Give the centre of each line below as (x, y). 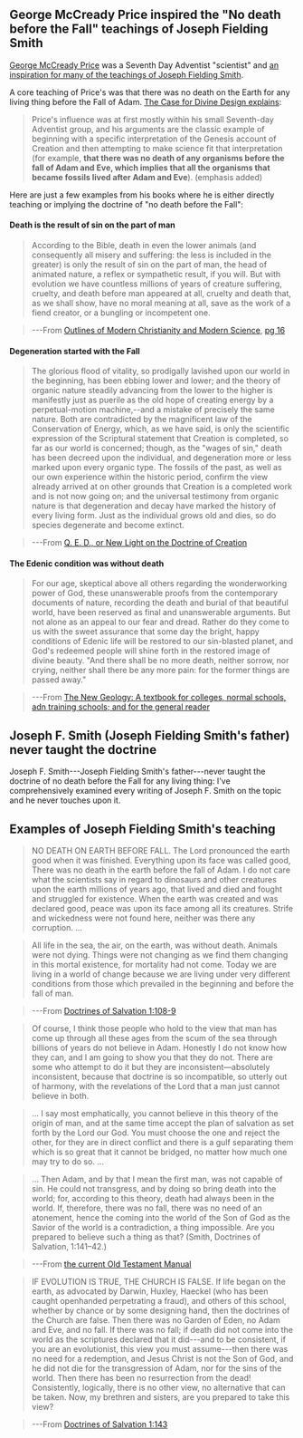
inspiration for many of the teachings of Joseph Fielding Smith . (127, 74)
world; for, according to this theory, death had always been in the (153, 1199)
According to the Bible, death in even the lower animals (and (144, 246)
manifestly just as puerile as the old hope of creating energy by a (152, 400)
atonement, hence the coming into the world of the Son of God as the (161, 1218)
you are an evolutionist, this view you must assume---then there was (160, 1349)
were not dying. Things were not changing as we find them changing (160, 955)
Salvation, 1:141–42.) (69, 1247)
